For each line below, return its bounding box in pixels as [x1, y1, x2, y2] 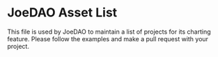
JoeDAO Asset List [7, 5, 118, 21]
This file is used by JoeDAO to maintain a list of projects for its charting [7, 27, 211, 36]
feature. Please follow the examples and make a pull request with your [7, 34, 209, 43]
